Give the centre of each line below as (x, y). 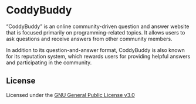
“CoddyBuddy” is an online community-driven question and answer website (98, 26)
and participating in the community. (49, 63)
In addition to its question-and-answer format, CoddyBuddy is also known (95, 50)
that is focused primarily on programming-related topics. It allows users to (96, 32)
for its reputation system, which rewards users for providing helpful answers (98, 56)
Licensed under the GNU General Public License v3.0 (70, 95)
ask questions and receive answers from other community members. (89, 39)
